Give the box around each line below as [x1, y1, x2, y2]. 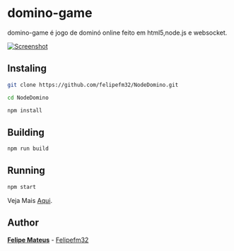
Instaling [7, 62, 47, 75]
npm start [7, 183, 37, 190]
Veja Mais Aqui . [7, 196, 53, 204]
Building [7, 126, 45, 139]
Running [7, 165, 46, 177]
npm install [7, 107, 42, 114]
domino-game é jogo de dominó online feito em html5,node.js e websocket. [7, 28, 228, 37]
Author [7, 217, 39, 229]
